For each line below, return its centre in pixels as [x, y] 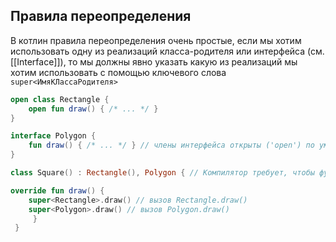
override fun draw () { [57, 190]
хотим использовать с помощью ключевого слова [118, 72]
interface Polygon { [53, 136]
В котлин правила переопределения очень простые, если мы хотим [156, 40]
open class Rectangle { [60, 99]
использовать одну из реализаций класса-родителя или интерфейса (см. [167, 51]
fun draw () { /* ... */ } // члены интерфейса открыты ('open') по [171, 145]
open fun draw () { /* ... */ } [93, 109]
